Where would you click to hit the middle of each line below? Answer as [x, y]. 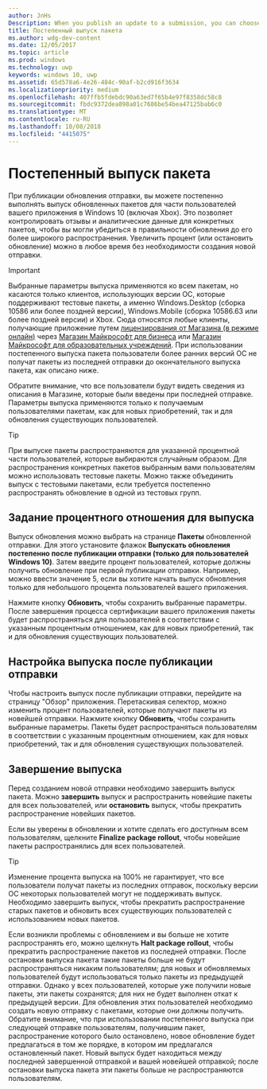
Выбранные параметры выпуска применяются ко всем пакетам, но [124, 285]
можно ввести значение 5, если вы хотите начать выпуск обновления [127, 579]
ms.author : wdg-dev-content [55, 38]
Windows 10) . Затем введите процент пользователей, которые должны [130, 562]
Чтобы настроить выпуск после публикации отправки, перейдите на [125, 693]
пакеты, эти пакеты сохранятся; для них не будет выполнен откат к [123, 993]
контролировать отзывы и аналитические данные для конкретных [121, 221]
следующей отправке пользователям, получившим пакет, [107, 1027]
